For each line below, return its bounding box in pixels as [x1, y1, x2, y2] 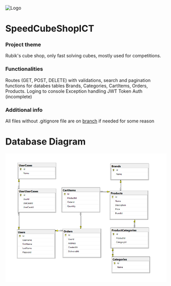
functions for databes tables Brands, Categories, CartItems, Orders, [5, 83, 148, 89]
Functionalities [5, 66, 44, 73]
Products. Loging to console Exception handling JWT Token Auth [5, 88, 143, 94]
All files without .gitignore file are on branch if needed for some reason [5, 118, 155, 124]
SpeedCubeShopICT [5, 23, 95, 34]
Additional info [5, 106, 43, 113]
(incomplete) [5, 93, 32, 99]
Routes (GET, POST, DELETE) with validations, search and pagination [5, 77, 151, 83]
